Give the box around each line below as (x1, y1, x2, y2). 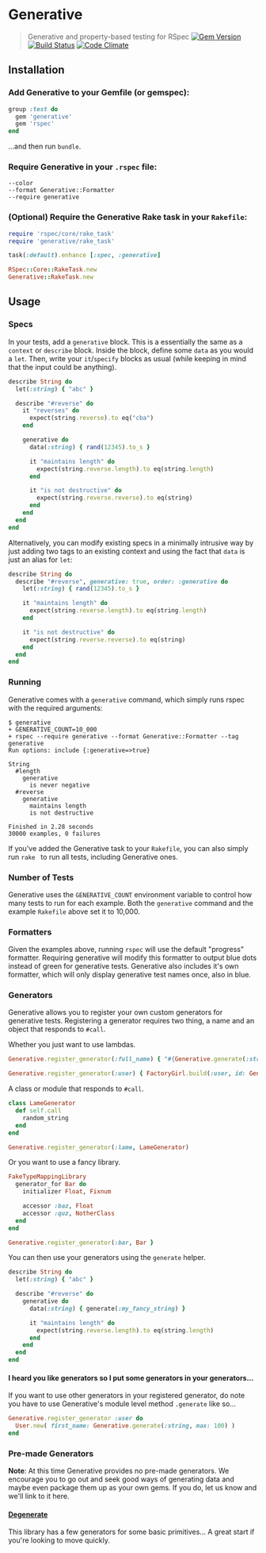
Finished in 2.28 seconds (8, 823, 93, 830)
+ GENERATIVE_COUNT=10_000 (8, 725, 97, 734)
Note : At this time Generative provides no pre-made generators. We (8, 1466, 230, 1476)
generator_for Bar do (15, 1181, 87, 1189)
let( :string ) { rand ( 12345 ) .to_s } (22, 585, 140, 593)
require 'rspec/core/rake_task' (8, 229, 115, 237)
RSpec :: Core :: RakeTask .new (8, 266, 97, 274)
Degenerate (8, 1509, 48, 1519)
